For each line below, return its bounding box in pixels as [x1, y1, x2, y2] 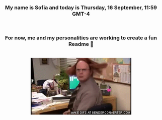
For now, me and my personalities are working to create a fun [5, 34, 157, 41]
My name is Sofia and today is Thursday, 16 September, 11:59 [5, 4, 157, 11]
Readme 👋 [68, 41, 94, 48]
